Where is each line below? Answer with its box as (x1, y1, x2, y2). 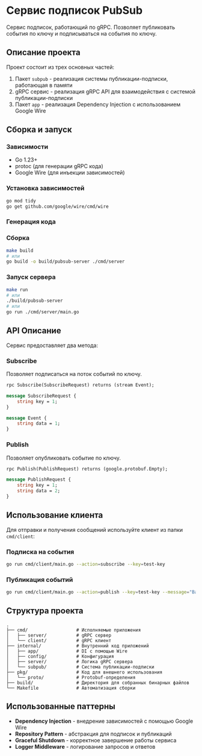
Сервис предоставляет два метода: (6, 342, 98, 349)
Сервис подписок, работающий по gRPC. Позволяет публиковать (6, 23, 176, 31)
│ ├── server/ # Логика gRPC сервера (6, 658, 133, 664)
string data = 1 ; (17, 420, 61, 426)
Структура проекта (6, 606, 84, 616)
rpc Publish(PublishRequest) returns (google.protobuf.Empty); (6, 466, 168, 472)
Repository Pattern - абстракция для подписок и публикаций (14, 730, 173, 737)
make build (6, 248, 34, 254)
